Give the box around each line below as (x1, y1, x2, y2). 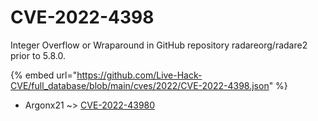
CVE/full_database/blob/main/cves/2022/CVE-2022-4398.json (10, 79, 270, 91)
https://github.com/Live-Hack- (76, 69, 203, 81)
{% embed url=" (10, 69, 78, 81)
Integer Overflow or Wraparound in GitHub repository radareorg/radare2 (10, 39, 308, 51)
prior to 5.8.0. (10, 49, 66, 61)
